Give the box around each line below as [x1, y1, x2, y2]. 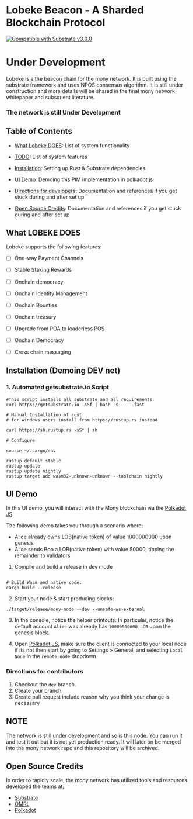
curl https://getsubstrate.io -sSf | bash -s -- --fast [6, 402, 145, 407]
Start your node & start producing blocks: [14, 595, 114, 602]
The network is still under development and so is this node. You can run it [6, 732, 183, 739]
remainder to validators [14, 552, 71, 559]
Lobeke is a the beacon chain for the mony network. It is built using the [6, 75, 177, 82]
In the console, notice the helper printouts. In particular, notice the [14, 617, 174, 624]
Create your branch [14, 687, 62, 694]
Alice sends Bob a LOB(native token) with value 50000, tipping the [14, 546, 174, 553]
